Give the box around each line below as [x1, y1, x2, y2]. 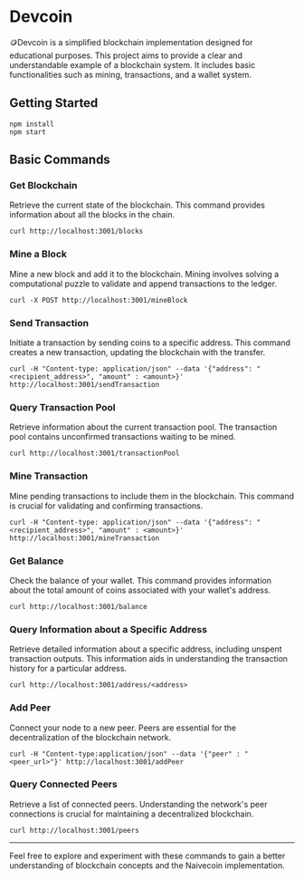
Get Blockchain [9, 179, 78, 192]
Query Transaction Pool [9, 401, 116, 413]
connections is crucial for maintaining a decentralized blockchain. [9, 808, 254, 819]
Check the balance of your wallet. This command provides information [9, 575, 271, 585]
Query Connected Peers [9, 778, 118, 790]
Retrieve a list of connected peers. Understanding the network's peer [9, 798, 268, 809]
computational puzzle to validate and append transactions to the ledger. [9, 278, 278, 289]
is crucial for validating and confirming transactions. [9, 500, 204, 511]
